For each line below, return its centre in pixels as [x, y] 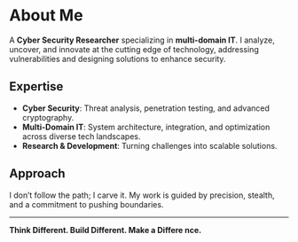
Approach [37, 174]
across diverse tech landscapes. [81, 136]
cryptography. [48, 117]
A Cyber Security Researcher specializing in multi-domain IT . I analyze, [142, 40]
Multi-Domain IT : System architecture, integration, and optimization [146, 127]
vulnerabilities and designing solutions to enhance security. [118, 59]
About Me [46, 16]
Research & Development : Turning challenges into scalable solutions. [149, 145]
